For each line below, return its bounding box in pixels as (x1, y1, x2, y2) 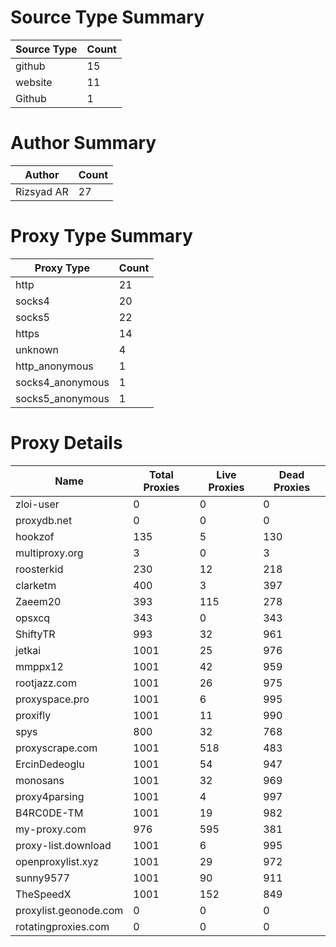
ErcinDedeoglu (15, 757, 85, 771)
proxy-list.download (15, 838, 112, 852)
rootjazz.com (15, 676, 77, 690)
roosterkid (15, 562, 64, 576)
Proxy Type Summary (10, 225, 193, 248)
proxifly (15, 708, 52, 722)
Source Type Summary (10, 6, 205, 29)
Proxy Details (10, 432, 123, 454)
